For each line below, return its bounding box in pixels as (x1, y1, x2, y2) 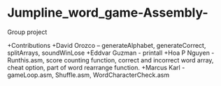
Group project (7, 28, 48, 36)
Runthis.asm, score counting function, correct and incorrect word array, (7, 55, 214, 64)
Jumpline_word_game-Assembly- (7, 5, 208, 21)
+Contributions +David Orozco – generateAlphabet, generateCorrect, (7, 41, 206, 49)
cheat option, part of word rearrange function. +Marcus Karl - (7, 63, 185, 71)
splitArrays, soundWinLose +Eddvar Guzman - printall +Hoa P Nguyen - (7, 49, 215, 57)
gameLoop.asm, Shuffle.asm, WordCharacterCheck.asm (7, 71, 170, 79)
